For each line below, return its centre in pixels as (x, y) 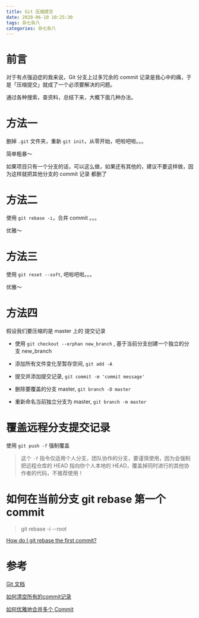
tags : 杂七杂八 (23, 23)
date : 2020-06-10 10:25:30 (40, 17)
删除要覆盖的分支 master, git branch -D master (73, 389)
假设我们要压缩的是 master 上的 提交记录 (56, 330)
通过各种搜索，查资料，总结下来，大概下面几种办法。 (71, 97)
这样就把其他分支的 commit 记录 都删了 (59, 174)
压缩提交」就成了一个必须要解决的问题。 (66, 85)
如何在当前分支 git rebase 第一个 (86, 499)
